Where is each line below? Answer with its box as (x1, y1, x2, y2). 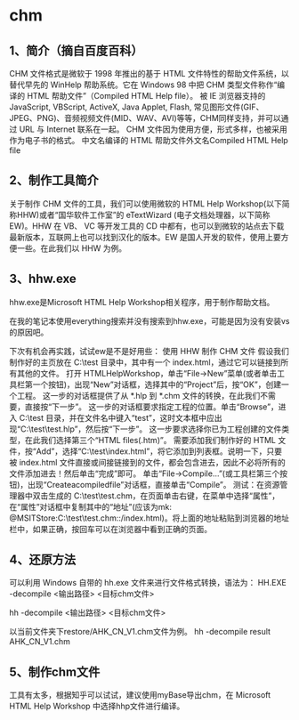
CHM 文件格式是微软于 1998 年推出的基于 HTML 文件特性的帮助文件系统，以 (9, 69, 289, 78)
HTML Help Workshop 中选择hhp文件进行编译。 (9, 700, 185, 712)
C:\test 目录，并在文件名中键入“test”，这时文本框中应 (19, 412, 215, 423)
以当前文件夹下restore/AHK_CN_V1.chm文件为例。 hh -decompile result (9, 627, 271, 637)
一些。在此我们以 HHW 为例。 (16, 242, 127, 254)
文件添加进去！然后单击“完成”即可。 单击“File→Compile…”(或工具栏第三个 (9, 468, 280, 479)
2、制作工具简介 (9, 173, 100, 188)
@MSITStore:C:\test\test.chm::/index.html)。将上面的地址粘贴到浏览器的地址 (9, 513, 289, 523)
